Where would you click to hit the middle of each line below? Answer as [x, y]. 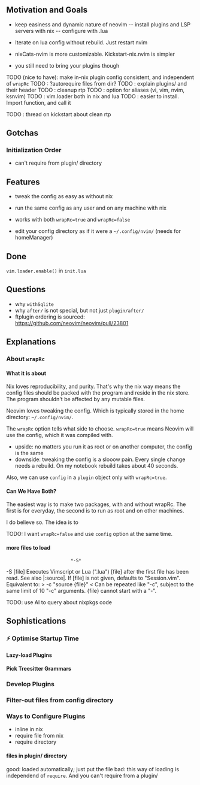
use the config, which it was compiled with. [60, 435]
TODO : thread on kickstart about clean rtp [59, 114]
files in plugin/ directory [37, 756]
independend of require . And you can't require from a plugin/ [82, 775]
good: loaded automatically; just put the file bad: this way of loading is [93, 769]
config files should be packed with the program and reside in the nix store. [98, 393]
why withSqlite [34, 304]
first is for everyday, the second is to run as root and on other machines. [95, 511]
